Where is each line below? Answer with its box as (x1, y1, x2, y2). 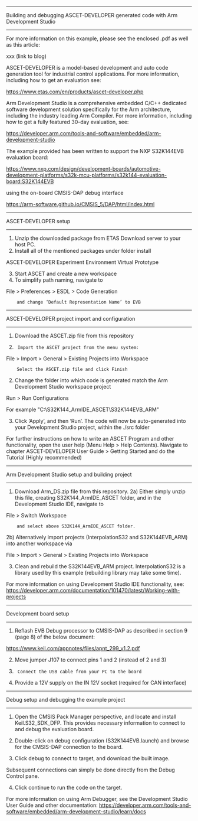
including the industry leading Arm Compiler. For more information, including (6, 112, 192, 119)
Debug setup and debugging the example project (6, 696, 126, 703)
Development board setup (6, 610, 70, 617)
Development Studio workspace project (14, 383, 111, 390)
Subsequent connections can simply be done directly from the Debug (6, 766, 175, 773)
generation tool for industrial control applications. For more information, (6, 70, 180, 77)
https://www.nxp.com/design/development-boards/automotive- (6, 165, 161, 172)
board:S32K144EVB (6, 178, 54, 185)
